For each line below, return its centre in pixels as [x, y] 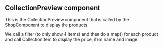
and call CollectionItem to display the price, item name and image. [72, 39]
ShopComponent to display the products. [47, 25]
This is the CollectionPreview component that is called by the [67, 19]
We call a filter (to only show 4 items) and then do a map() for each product [81, 34]
